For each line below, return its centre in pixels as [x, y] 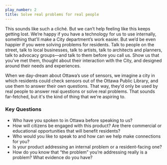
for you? [21, 141]
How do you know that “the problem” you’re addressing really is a [80, 152]
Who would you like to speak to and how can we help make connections [86, 136]
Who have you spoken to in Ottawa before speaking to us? [73, 120]
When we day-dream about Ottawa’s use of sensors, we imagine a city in [80, 75]
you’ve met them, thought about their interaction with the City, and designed [83, 60]
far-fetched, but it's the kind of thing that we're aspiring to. [65, 96]
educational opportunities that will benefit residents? [66, 131]
